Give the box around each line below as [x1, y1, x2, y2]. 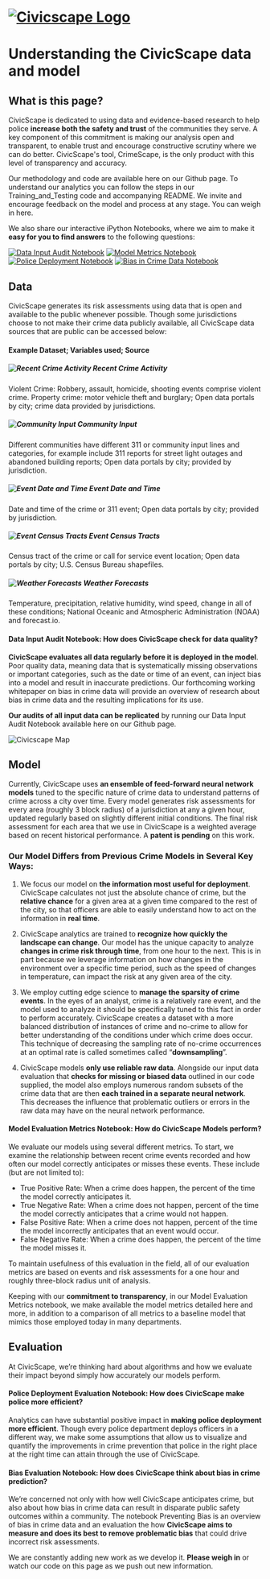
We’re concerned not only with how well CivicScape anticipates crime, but [8, 1494, 255, 1504]
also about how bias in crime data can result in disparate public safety [8, 1503, 240, 1513]
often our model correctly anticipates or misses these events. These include [8, 1159, 260, 1168]
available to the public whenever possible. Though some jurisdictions [8, 310, 237, 319]
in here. [8, 208, 34, 217]
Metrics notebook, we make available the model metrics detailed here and [8, 1300, 253, 1309]
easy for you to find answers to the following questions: [8, 232, 195, 242]
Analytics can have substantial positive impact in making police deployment [8, 1415, 262, 1424]
